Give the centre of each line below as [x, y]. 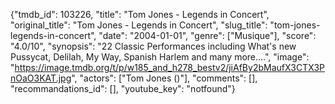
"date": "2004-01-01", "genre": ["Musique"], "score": [207, 35]
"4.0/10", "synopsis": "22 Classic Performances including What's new [153, 46]
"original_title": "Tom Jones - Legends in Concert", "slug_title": [139, 25]
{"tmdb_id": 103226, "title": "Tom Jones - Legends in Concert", [140, 14]
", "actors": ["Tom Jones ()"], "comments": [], [164, 78]
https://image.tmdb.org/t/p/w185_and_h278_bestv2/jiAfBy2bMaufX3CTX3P [170, 67]
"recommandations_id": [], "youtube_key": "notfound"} [123, 88]
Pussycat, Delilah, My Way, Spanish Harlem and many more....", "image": [160, 57]
